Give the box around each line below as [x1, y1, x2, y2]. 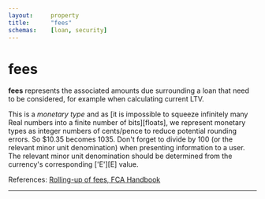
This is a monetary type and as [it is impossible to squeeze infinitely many [8, 109, 248, 119]
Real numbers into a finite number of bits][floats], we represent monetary [8, 118, 246, 127]
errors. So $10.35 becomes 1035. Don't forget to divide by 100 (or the [8, 135, 233, 144]
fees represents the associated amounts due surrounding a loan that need [8, 86, 250, 95]
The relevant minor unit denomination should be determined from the [8, 151, 233, 161]
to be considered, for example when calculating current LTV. [8, 94, 204, 104]
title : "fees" [8, 19, 73, 27]
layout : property [8, 11, 80, 20]
